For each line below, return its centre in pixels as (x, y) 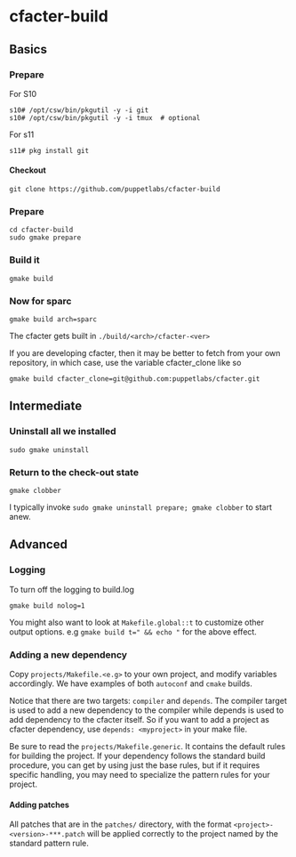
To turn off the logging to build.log (72, 589)
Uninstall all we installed (63, 432)
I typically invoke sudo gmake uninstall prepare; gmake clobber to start (141, 507)
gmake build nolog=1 (48, 606)
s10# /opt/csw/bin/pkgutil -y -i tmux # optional (105, 117)
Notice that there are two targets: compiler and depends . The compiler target (148, 700)
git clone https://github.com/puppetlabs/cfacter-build (115, 190)
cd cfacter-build (41, 230)
